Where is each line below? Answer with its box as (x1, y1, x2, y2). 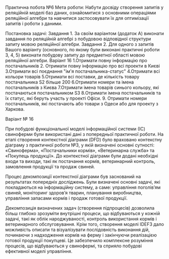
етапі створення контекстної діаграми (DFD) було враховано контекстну (5, 137, 162, 142)
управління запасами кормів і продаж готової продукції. (5, 195, 128, 201)
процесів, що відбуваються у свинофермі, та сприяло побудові (5, 243, 142, 249)
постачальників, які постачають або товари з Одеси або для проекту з (5, 101, 158, 106)
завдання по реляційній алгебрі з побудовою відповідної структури (5, 36, 151, 42)
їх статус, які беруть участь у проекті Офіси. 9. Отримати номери (5, 95, 147, 101)
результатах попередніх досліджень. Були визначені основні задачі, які (5, 179, 160, 185)
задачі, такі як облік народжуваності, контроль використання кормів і (5, 216, 157, 222)
